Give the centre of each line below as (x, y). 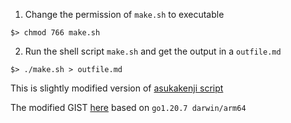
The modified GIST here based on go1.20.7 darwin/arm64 (128, 107)
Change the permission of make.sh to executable (124, 14)
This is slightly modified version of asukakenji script (117, 88)
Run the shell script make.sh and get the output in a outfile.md (153, 51)
